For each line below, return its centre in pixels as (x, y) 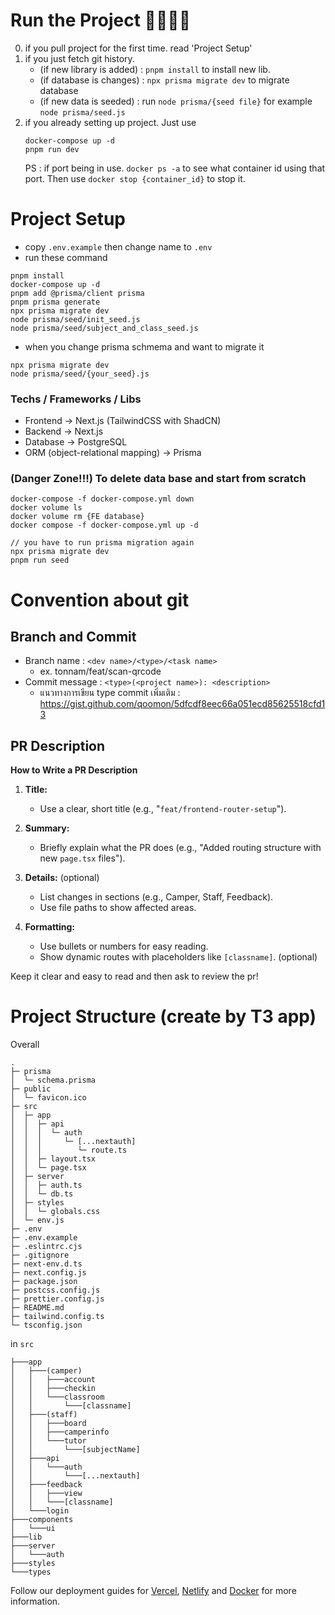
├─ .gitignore (40, 1255)
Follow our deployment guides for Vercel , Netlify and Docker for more (153, 1591)
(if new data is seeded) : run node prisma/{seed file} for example (176, 101)
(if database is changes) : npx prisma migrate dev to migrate (164, 80)
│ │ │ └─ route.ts (69, 1150)
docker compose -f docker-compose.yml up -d (104, 525)
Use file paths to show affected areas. (118, 908)
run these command (66, 257)
